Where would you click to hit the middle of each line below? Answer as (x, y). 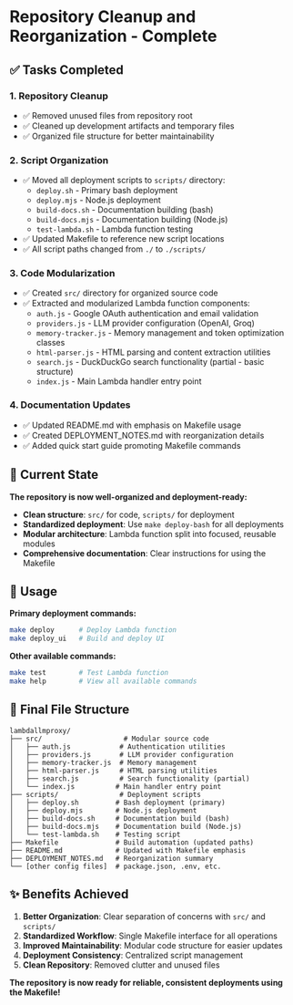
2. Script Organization (59, 160)
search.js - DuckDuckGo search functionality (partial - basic (150, 362)
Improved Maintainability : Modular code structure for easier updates (153, 945)
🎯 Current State (54, 475)
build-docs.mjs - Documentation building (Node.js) (132, 220)
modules (39, 544)
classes (51, 343)
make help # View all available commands (103, 681)
